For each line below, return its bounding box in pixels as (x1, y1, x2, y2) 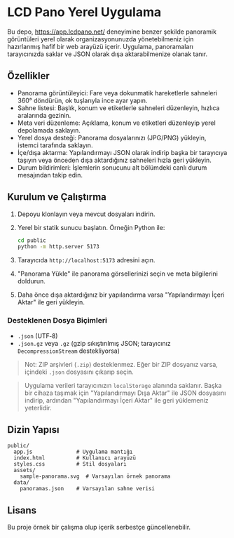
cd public (17, 236, 47, 244)
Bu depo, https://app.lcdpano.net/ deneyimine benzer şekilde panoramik (7, 27, 217, 36)
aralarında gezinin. (17, 111, 71, 119)
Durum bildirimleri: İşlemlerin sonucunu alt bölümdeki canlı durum (17, 163, 207, 172)
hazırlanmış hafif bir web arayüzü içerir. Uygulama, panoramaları (7, 42, 194, 51)
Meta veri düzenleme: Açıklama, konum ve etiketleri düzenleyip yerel (17, 119, 216, 127)
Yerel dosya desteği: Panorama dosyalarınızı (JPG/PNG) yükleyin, (17, 133, 207, 142)
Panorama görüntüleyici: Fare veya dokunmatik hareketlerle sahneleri (17, 88, 218, 97)
